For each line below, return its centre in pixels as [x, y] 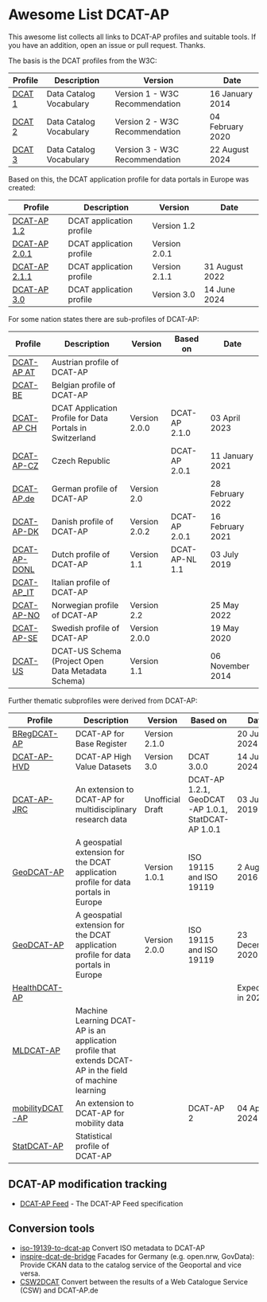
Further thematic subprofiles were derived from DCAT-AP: [103, 700]
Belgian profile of [83, 385]
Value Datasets [103, 767]
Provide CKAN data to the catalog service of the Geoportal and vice [131, 1265]
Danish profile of [82, 521]
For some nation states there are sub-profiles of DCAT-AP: [104, 319]
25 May [225, 605]
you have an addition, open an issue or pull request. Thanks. [107, 45]
